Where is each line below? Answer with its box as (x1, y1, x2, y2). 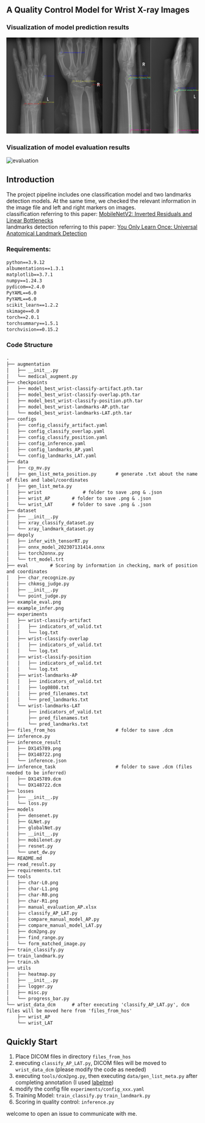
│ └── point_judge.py (6, 593, 67, 600)
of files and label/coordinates (6, 477, 88, 484)
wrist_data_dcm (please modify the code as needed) (15, 1066, 146, 1073)
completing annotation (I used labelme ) (15, 1079, 114, 1086)
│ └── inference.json (6, 758, 67, 764)
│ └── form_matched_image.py (6, 941, 86, 947)
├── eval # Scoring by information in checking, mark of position (6, 562, 198, 569)
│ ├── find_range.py (6, 935, 64, 941)
